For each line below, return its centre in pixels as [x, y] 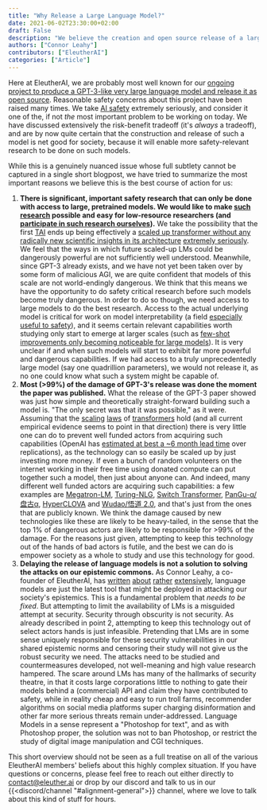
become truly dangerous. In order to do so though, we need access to [134, 299]
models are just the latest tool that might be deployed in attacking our [133, 589]
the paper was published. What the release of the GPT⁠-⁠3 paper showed [138, 393]
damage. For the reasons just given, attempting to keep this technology [136, 538]
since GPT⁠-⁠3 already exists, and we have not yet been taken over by [131, 266]
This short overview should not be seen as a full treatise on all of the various [133, 757]
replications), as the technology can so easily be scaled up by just [128, 452]
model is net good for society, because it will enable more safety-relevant [128, 142]
